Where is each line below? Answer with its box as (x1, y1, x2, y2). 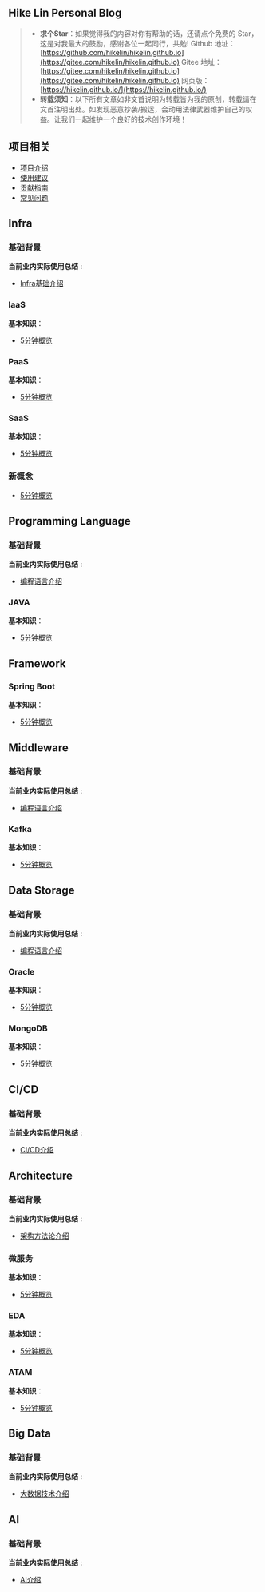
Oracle (8, 966, 35, 977)
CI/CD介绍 (19, 1145, 54, 1155)
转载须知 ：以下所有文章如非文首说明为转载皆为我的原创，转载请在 (39, 94, 257, 103)
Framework (8, 657, 66, 670)
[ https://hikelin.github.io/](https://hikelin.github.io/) (39, 84, 207, 94)
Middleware (8, 741, 69, 754)
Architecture (8, 1168, 73, 1182)
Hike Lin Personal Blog (8, 6, 122, 20)
